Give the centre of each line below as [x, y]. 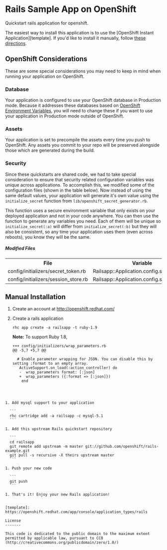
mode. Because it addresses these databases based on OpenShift [73, 105]
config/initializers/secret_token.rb [47, 271]
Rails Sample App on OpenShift [71, 9]
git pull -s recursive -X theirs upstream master [62, 455]
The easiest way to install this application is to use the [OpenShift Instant [80, 32]
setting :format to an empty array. [50, 364]
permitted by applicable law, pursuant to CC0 [54, 538]
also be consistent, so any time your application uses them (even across [79, 232]
